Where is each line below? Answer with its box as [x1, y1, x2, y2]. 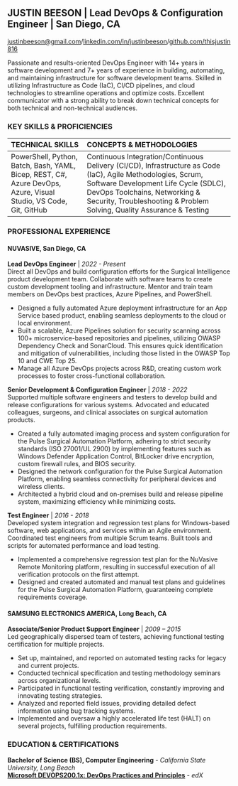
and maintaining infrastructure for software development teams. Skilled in [7, 73, 222, 82]
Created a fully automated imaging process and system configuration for [17, 429, 230, 438]
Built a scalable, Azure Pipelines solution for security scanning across [17, 326, 221, 335]
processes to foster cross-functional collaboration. [17, 372, 166, 380]
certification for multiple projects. [7, 640, 105, 649]
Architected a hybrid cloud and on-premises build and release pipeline [17, 490, 224, 498]
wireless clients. [17, 483, 65, 491]
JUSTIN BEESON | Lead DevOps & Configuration [7, 7, 224, 19]
